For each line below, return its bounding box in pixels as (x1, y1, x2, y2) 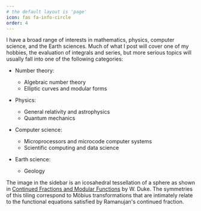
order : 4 (6, 20, 28, 26)
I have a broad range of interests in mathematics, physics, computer (6, 37, 175, 44)
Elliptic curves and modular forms (23, 85, 107, 92)
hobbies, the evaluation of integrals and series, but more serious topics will (6, 49, 192, 56)
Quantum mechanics (23, 114, 76, 122)
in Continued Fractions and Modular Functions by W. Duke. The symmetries (6, 185, 193, 192)
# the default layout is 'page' (6, 8, 87, 15)
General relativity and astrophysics (23, 108, 110, 116)
